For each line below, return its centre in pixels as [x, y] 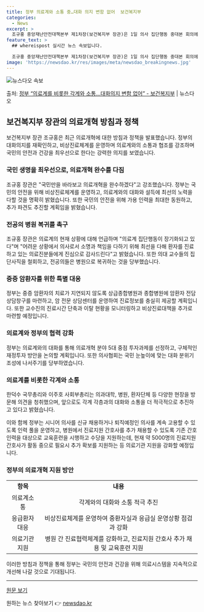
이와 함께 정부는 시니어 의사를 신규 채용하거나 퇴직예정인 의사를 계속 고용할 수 [98, 422]
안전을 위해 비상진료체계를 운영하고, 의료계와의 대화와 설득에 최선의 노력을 [105, 192]
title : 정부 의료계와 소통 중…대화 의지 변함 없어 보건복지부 [74, 12]
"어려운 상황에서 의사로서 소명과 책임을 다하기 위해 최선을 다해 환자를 [102, 246]
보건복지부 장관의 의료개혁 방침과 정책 [73, 122]
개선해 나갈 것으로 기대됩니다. [41, 572]
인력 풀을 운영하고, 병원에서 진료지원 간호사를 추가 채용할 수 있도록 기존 [102, 430]
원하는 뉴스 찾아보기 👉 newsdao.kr [49, 603]
